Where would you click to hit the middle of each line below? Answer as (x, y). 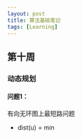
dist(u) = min (36, 127)
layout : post (26, 14)
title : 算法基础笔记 (34, 20)
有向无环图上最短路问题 (41, 113)
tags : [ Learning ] (33, 27)
